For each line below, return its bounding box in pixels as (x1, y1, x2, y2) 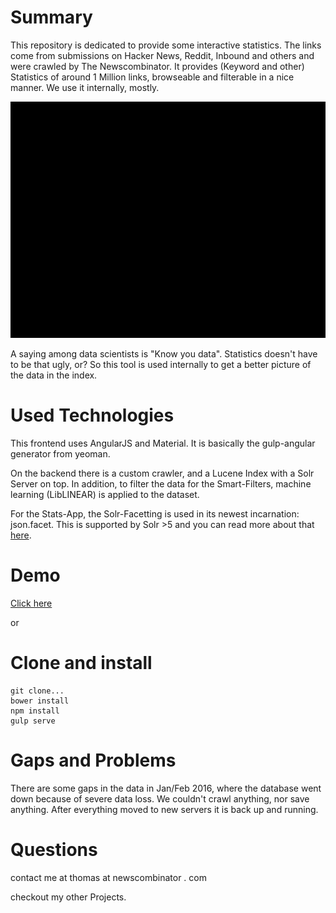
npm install (10, 706, 60, 716)
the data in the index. (10, 369, 98, 381)
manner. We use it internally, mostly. (10, 81, 160, 93)
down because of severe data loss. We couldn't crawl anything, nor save (10, 792, 310, 805)
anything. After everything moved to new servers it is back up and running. (10, 803, 319, 815)
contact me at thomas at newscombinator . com (10, 871, 207, 883)
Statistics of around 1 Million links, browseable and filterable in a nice (10, 71, 295, 83)
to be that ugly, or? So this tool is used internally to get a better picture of (10, 358, 312, 370)
